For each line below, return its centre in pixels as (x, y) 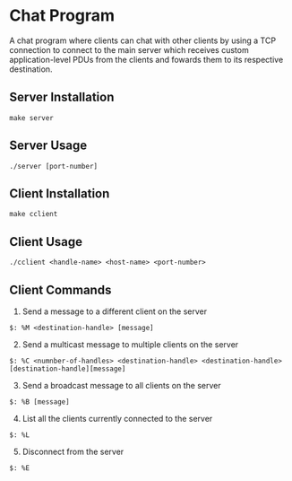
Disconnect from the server (73, 451)
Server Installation (62, 97)
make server (31, 118)
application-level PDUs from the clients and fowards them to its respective (146, 59)
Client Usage (46, 242)
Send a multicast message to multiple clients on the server (130, 345)
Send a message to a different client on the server (115, 311)
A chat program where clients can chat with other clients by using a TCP (142, 40)
